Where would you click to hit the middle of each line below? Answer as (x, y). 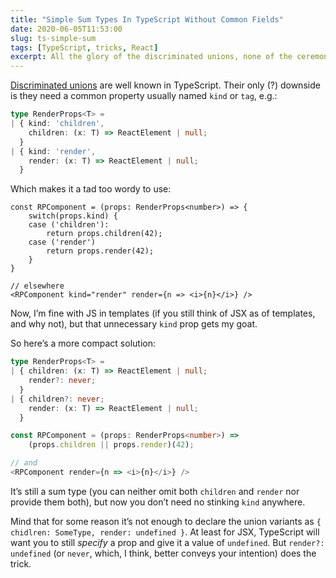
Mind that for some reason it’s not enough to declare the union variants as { (166, 521)
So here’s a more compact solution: (83, 343)
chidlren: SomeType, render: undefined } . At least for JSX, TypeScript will (165, 532)
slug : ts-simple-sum (53, 38)
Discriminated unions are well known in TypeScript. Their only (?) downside (165, 85)
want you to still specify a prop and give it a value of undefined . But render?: (167, 542)
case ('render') (62, 242)
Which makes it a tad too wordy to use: (91, 189)
